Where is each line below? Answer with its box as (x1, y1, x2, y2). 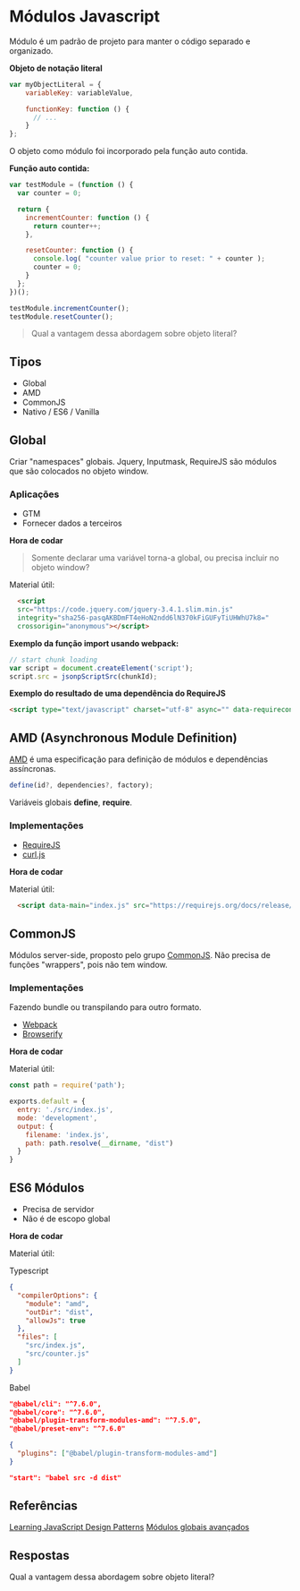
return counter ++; (32, 221, 102, 230)
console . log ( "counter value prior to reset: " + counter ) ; (32, 254, 266, 263)
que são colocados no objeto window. (9, 466, 149, 476)
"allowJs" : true (25, 1316, 87, 1325)
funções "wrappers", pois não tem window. (9, 960, 168, 971)
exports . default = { (9, 1097, 87, 1107)
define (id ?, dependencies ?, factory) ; (9, 781, 154, 790)
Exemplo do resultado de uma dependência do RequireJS (9, 688, 226, 699)
